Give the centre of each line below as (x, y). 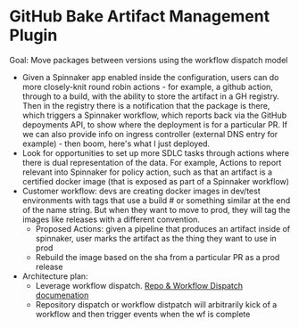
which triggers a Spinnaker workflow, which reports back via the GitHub (154, 115)
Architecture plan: (55, 276)
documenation (62, 295)
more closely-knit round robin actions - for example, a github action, (148, 86)
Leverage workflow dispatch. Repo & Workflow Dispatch (139, 285)
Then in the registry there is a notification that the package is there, (146, 105)
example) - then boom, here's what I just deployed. (116, 143)
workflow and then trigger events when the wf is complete (143, 314)
